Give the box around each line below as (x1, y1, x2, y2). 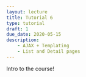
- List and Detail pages (17, 49, 81, 55)
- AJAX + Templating (17, 43, 70, 49)
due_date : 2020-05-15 (6, 32, 62, 38)
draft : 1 (6, 25, 29, 32)
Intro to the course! (6, 65, 55, 72)
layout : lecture (6, 8, 48, 15)
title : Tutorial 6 (6, 15, 53, 21)
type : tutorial (6, 20, 45, 26)
